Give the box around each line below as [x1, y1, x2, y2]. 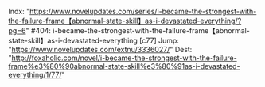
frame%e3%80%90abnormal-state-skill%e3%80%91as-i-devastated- [8, 62, 240, 70]
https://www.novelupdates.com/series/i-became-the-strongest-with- [29, 7, 257, 16]
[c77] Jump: [138, 36, 179, 45]
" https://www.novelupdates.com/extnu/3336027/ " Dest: [8, 45, 193, 54]
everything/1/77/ [8, 70, 62, 79]
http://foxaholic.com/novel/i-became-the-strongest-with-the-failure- [11, 53, 237, 62]
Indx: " [8, 7, 30, 16]
